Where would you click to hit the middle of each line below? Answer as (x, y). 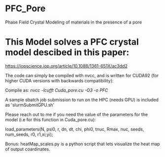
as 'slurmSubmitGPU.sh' (30, 105)
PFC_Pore (25, 9)
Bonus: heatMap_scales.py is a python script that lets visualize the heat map (82, 144)
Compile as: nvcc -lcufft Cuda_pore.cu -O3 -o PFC (57, 90)
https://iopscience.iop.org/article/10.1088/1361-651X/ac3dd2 (66, 66)
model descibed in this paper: (67, 52)
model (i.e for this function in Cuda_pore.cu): (50, 119)
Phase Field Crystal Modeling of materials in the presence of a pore (73, 22)
